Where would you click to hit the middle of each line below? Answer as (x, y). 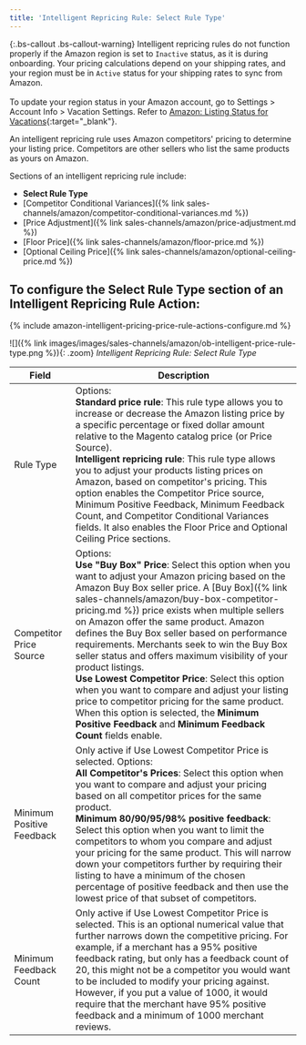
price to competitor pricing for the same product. (179, 702)
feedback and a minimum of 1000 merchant (169, 1016)
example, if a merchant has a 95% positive (166, 948)
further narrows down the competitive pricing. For (182, 936)
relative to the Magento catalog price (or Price (174, 436)
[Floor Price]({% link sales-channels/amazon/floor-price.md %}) (143, 241)
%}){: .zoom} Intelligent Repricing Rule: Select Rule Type (151, 353)
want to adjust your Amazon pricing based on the (180, 576)
